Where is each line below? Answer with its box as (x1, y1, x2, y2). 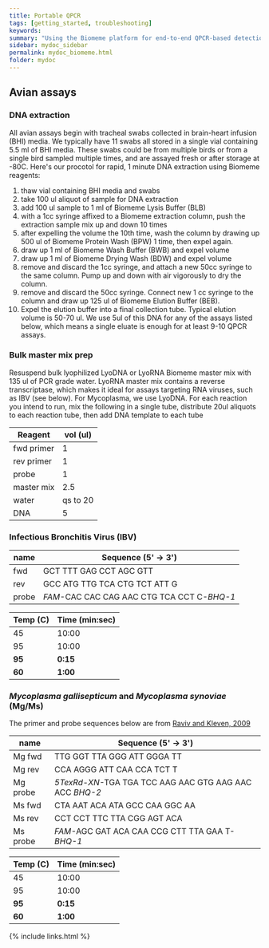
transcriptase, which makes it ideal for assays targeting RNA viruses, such (9, 385, 254, 394)
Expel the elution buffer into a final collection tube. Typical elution (20, 304, 236, 314)
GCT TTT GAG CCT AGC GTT (43, 566, 154, 577)
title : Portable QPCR (9, 11, 81, 20)
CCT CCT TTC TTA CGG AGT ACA (53, 813, 183, 824)
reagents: (9, 170, 41, 180)
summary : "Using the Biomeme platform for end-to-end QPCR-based (9, 34, 231, 42)
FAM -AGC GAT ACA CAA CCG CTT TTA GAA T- (53, 826, 235, 837)
